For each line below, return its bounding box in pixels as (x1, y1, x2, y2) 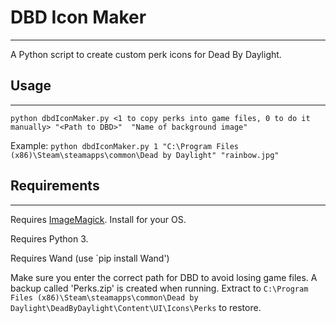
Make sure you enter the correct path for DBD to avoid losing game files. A (10, 271, 318, 283)
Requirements (10, 177, 100, 195)
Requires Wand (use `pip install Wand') (10, 252, 170, 264)
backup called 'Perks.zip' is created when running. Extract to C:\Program (10, 282, 309, 294)
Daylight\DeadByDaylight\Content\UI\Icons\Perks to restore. (10, 301, 262, 313)
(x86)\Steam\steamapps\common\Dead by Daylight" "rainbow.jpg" (10, 150, 280, 160)
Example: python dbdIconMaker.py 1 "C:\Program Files (10, 139, 239, 151)
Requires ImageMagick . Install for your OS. (10, 213, 187, 225)
